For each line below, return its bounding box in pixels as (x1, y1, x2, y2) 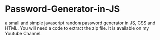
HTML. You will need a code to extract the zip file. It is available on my (5, 25, 149, 31)
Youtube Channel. (5, 30, 42, 36)
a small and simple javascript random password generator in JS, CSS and (5, 20, 156, 26)
